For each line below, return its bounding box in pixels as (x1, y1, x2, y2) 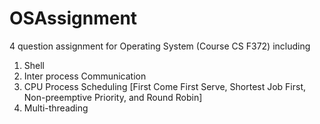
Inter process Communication (23, 70, 147, 82)
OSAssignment (9, 7, 138, 30)
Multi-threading (23, 102, 89, 114)
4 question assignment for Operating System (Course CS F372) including (9, 40, 311, 52)
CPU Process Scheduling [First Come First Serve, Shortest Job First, (23, 80, 307, 92)
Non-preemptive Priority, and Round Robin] (23, 91, 203, 103)
